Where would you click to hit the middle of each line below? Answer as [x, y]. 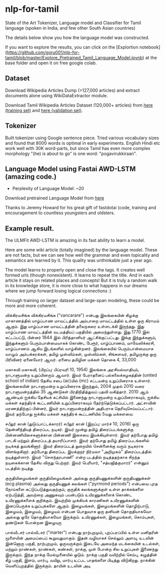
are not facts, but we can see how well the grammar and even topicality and [82, 255]
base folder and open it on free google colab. [51, 63]
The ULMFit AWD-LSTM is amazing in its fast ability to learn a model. [75, 240]
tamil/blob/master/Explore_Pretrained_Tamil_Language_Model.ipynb [74, 57]
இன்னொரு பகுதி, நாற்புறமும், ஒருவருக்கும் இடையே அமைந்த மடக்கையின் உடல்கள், [82, 543]
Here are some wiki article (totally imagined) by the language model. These [81, 250]
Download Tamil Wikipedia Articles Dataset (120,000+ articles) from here [79, 105]
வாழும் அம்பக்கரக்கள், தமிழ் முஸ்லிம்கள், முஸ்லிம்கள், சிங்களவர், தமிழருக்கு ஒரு [81, 354]
